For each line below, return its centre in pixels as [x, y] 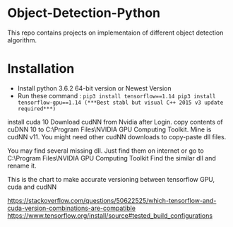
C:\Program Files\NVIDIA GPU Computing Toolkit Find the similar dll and [112, 158]
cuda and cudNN [32, 187]
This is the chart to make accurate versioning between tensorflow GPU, [111, 179]
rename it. [22, 165]
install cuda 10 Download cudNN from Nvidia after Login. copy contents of [115, 122]
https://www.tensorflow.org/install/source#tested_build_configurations [110, 215]
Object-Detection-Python [84, 13]
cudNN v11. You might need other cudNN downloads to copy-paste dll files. [117, 136]
